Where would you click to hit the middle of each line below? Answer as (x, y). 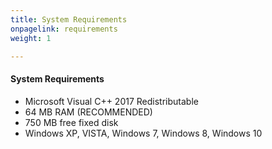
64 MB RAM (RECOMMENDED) (88, 112)
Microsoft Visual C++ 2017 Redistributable (111, 101)
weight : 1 (31, 38)
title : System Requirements (69, 19)
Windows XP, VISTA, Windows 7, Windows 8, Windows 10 (143, 133)
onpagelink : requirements (64, 29)
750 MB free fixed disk (71, 122)
